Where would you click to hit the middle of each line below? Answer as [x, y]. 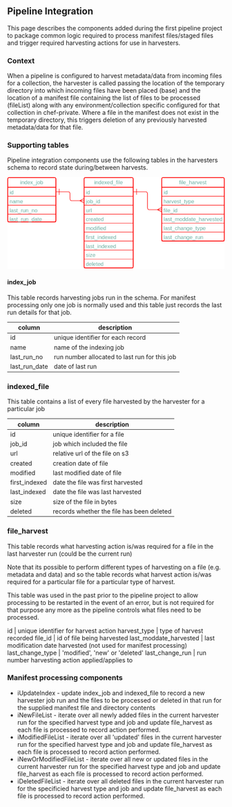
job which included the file [90, 444]
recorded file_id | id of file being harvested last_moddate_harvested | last [111, 638]
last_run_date [29, 367]
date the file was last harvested [97, 492]
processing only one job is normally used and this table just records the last [115, 305]
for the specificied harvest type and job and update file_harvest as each [119, 788]
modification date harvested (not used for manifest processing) [97, 645]
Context [21, 60]
